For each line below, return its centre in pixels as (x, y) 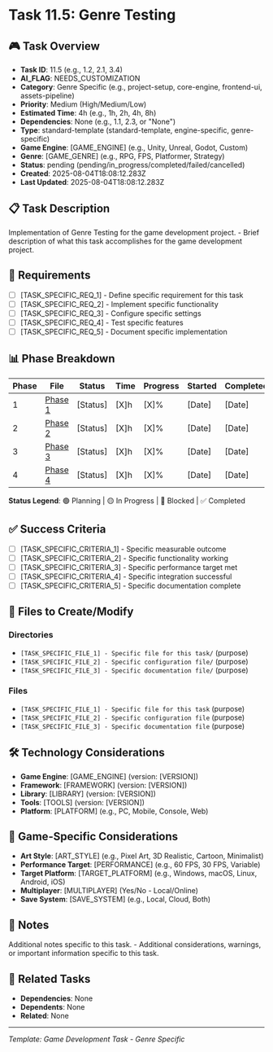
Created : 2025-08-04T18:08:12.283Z (83, 173)
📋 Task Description (59, 209)
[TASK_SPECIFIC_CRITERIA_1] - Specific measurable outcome (123, 549)
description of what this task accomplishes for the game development (125, 241)
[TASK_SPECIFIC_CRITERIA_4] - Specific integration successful (126, 576)
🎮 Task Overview (54, 46)
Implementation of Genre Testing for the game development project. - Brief (134, 232)
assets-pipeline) (47, 96)
